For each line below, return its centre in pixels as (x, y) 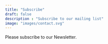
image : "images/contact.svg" (35, 23)
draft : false (18, 14)
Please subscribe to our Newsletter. (41, 37)
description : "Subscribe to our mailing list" (54, 19)
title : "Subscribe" (25, 10)
